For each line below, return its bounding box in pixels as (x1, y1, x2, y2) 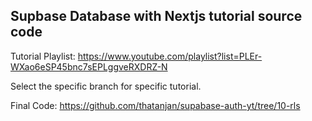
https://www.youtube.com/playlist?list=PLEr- (77, 50, 263, 62)
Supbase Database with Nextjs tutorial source (10, 8, 303, 25)
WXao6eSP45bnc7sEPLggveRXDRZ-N (10, 60, 168, 73)
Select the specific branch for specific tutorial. (10, 80, 202, 92)
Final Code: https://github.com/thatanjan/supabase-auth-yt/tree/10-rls (10, 99, 301, 111)
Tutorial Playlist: (10, 50, 76, 62)
